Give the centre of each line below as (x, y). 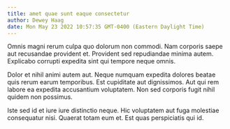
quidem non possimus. (40, 97)
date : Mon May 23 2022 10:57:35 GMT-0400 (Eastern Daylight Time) (106, 26)
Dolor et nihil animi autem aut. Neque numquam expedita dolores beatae (112, 75)
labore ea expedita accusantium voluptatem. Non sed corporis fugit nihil (111, 90)
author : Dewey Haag (36, 20)
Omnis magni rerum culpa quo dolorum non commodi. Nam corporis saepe (115, 47)
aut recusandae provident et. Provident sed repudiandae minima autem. (110, 54)
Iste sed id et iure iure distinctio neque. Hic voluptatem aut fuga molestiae (113, 111)
